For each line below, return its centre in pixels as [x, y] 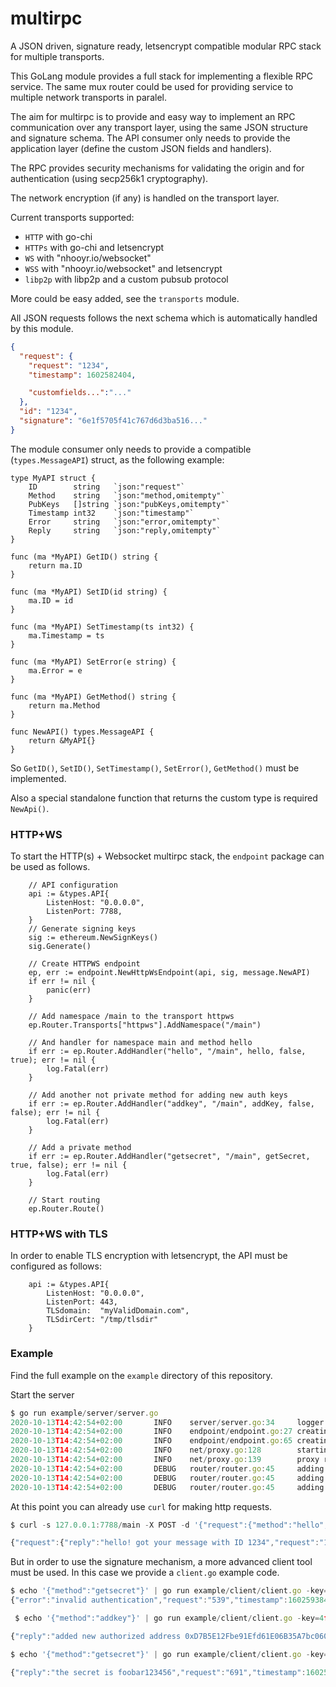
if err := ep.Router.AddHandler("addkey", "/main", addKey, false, [171, 1104]
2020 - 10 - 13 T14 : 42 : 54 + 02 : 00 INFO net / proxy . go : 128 [136, 1450]
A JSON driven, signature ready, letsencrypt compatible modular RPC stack [166, 46]
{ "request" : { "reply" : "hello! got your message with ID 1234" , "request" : [165, 1543]
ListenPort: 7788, [84, 912]
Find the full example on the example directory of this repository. [141, 1375]
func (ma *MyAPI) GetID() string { [84, 557]
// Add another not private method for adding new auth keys [158, 1095]
